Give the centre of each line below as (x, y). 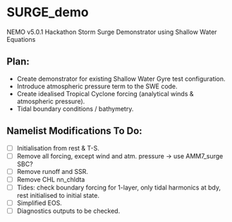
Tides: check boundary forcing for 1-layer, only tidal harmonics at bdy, (119, 187)
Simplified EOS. (39, 203)
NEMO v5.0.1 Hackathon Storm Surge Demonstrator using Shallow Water (112, 32)
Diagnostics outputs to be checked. (68, 211)
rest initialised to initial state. (58, 195)
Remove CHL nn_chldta (51, 179)
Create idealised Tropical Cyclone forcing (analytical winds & (105, 93)
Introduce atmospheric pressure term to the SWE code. (97, 86)
